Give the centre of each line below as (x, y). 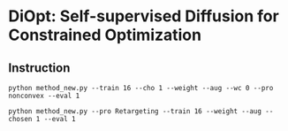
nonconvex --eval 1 (44, 96)
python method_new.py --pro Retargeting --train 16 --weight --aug (135, 112)
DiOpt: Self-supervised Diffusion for (144, 16)
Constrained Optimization (105, 35)
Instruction (39, 68)
